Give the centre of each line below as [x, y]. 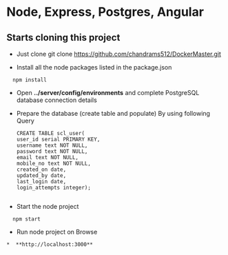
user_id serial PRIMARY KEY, [58, 139]
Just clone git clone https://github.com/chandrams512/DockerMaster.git [119, 54]
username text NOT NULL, [52, 145]
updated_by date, [41, 176]
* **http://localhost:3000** [50, 245]
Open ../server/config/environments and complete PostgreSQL [108, 93]
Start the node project [48, 206]
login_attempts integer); [53, 187]
